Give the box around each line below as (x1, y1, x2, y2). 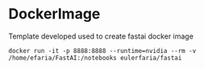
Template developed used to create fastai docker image (8, 31, 194, 41)
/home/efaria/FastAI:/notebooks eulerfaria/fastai (8, 54, 182, 62)
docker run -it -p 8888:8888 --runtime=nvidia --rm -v (8, 47, 197, 55)
